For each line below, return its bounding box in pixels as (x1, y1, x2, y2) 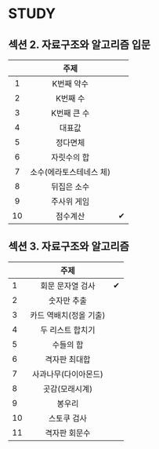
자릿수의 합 (50, 152, 90, 162)
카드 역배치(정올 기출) (30, 309, 106, 320)
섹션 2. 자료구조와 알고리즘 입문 (8, 38, 151, 51)
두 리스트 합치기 (40, 324, 96, 335)
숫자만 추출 (48, 295, 88, 306)
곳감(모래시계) (42, 383, 92, 394)
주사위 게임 (50, 196, 90, 206)
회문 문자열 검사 (40, 280, 96, 291)
